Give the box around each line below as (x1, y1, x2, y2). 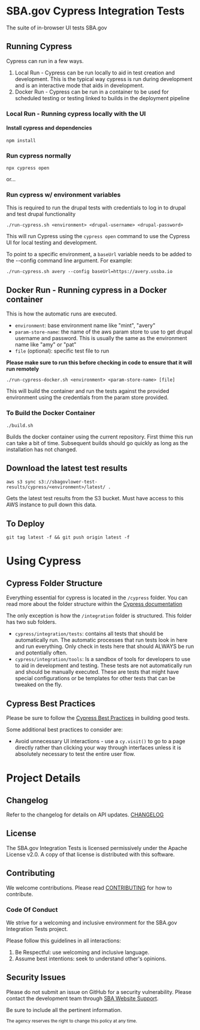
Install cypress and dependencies (6, 124, 92, 131)
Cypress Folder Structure (6, 578, 103, 588)
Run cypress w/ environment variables (6, 191, 121, 199)
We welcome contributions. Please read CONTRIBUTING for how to (6, 884, 172, 891)
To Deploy (6, 518, 45, 528)
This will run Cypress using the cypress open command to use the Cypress (6, 233, 190, 240)
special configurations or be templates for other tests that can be (14, 675, 175, 682)
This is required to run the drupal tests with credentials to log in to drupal (6, 204, 186, 211)
